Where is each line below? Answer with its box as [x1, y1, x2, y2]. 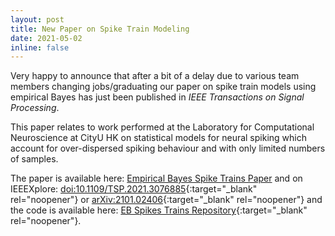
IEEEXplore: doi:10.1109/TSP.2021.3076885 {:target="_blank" [10, 183, 258, 195]
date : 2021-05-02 [10, 33, 83, 43]
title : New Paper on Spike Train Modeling [10, 24, 190, 34]
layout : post [10, 14, 65, 25]
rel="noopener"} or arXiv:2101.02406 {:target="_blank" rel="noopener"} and [10, 194, 323, 206]
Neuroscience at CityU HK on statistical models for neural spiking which [10, 132, 307, 144]
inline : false [10, 42, 70, 53]
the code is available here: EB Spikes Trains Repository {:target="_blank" [10, 204, 308, 216]
